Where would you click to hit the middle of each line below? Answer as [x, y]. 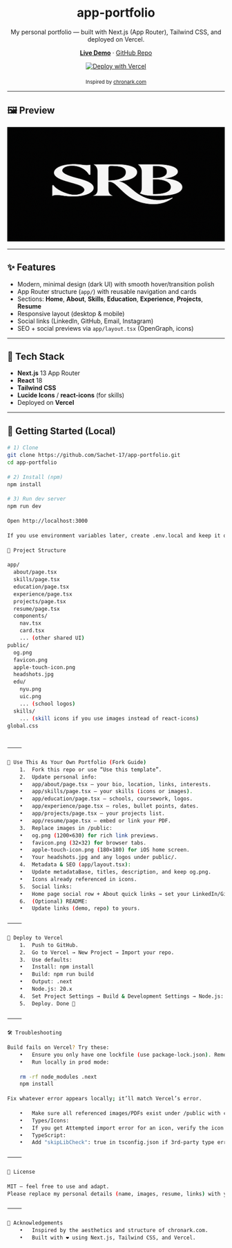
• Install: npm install [57, 967]
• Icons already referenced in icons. [78, 879]
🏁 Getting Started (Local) [61, 431]
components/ [31, 616]
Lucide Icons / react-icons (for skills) [71, 395]
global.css [23, 726]
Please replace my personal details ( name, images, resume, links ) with [114, 1194]
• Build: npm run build [57, 974]
